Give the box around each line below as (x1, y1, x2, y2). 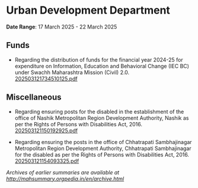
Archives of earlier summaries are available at (6, 168, 120, 176)
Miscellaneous (6, 93, 62, 103)
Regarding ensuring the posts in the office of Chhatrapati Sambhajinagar (14, 138, 192, 145)
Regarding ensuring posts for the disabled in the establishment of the (14, 108, 184, 115)
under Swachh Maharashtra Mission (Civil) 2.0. (14, 69, 130, 76)
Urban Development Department (6, 4, 171, 17)
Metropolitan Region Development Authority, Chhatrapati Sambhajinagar (14, 145, 191, 152)
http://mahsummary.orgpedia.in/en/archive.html (6, 175, 124, 182)
